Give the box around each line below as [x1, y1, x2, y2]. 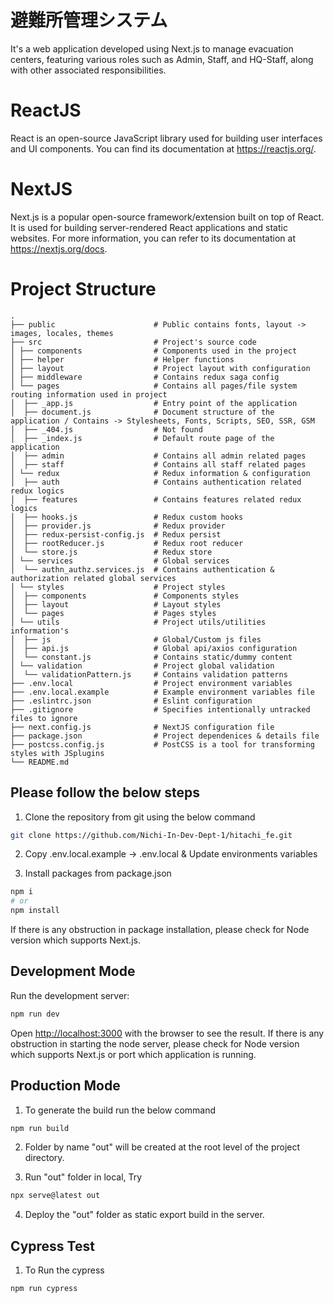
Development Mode [10, 963, 136, 980]
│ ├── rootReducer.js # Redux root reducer [10, 538, 244, 548]
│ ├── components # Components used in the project [10, 346, 298, 356]
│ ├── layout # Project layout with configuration [10, 363, 311, 373]
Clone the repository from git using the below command [24, 811, 256, 823]
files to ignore [10, 713, 78, 723]
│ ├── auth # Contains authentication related [10, 477, 302, 487]
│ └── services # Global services [10, 556, 230, 566]
